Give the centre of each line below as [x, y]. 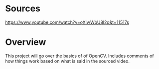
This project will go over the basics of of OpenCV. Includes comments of [80, 56]
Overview [26, 42]
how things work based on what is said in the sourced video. [67, 61]
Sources [23, 9]
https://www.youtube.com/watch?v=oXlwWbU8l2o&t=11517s [67, 22]
